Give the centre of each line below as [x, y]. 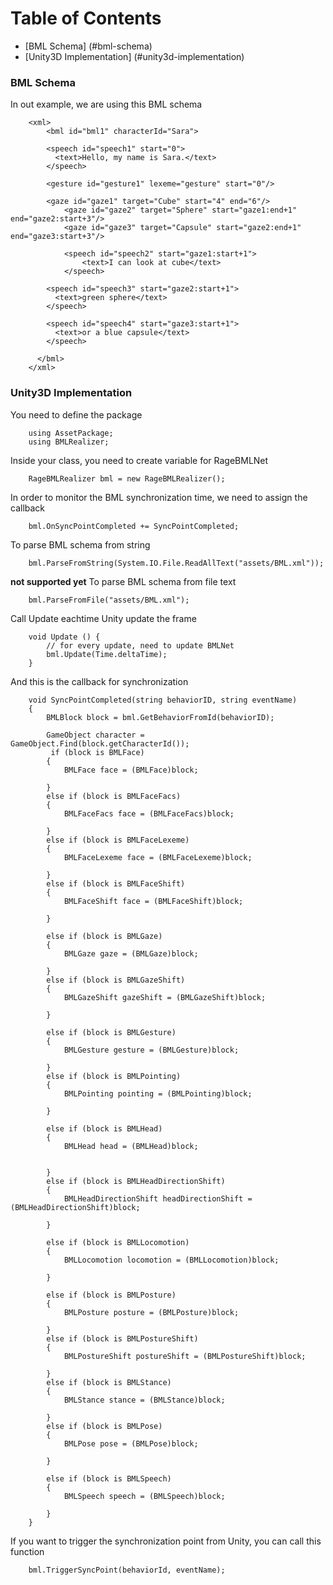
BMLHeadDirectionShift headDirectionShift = [158, 1198]
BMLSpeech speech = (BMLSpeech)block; [144, 1496]
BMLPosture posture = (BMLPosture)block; [151, 1312]
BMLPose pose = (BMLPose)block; [131, 1443]
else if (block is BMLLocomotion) [118, 1242]
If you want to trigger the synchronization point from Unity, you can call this [166, 1541]
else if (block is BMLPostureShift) [122, 1338]
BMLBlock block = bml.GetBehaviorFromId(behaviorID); [160, 717]
